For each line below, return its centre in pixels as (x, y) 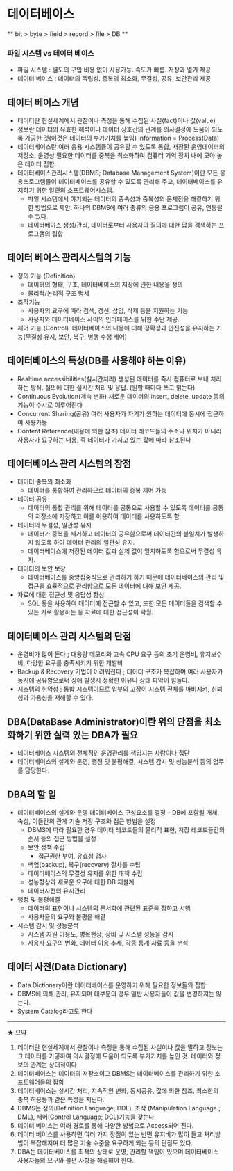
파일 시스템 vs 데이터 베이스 (51, 53)
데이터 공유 (32, 499)
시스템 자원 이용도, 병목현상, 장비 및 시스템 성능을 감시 (101, 934)
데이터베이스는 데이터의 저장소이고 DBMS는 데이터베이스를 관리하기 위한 (115, 1073)
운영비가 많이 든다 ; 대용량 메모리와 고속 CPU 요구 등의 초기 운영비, (107, 654)
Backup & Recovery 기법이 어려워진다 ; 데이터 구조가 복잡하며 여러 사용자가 (120, 671)
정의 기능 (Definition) (46, 276)
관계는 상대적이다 (54, 1065)
